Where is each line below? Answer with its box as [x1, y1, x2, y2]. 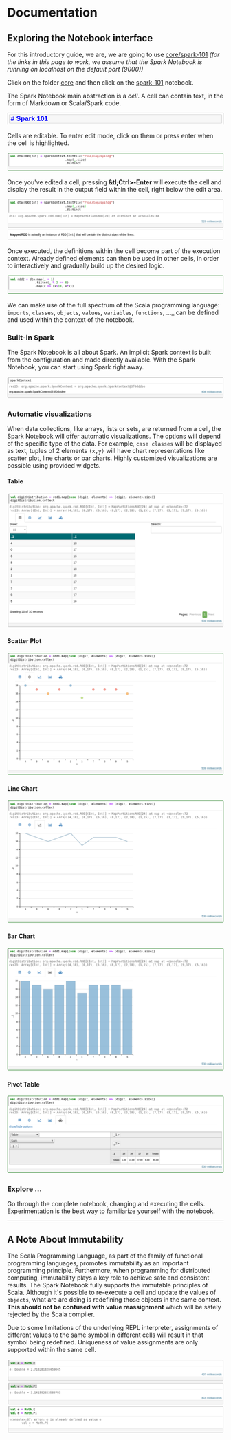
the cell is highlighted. [7, 139, 69, 147]
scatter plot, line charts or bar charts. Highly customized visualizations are [7, 454, 218, 462]
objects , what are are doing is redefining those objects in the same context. [7, 1296, 221, 1304]
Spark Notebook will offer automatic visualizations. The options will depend [7, 432, 221, 441]
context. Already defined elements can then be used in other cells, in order [7, 254, 219, 262]
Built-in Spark [7, 332, 55, 342]
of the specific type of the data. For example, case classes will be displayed [7, 439, 222, 448]
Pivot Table [7, 1080, 40, 1088]
